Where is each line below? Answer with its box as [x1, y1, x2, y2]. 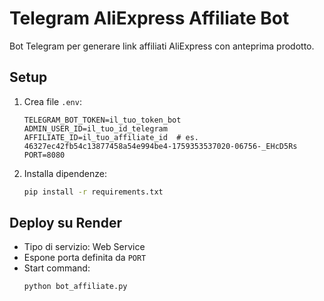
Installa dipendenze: [23, 167, 108, 179]
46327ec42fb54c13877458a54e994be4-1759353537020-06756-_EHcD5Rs [23, 141, 298, 151]
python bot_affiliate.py [23, 282, 128, 292]
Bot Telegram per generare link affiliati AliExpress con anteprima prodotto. [9, 40, 315, 52]
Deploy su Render [9, 215, 122, 232]
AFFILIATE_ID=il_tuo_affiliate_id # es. [23, 132, 199, 142]
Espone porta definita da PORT [23, 252, 147, 264]
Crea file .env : [23, 95, 82, 107]
